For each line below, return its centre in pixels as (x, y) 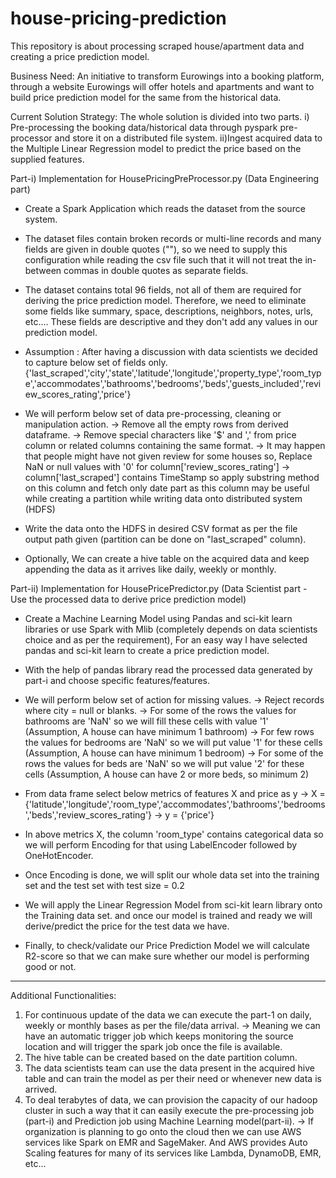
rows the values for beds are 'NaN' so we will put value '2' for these (164, 763)
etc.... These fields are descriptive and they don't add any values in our (171, 321)
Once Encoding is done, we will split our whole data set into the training (172, 874)
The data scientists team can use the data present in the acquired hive (169, 1068)
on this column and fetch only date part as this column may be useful (167, 488)
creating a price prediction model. (80, 56)
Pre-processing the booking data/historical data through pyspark (144, 127)
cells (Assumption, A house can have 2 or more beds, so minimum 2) (167, 774)
